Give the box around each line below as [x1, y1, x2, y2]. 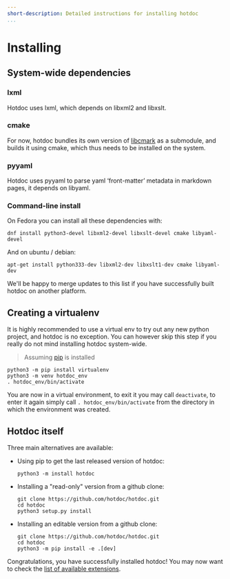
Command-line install [7, 201, 81, 211]
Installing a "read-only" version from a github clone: [17, 482, 165, 491]
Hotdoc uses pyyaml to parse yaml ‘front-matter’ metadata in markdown [7, 176, 212, 185]
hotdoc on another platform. [7, 287, 87, 295]
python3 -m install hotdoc [17, 470, 95, 478]
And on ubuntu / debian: [7, 248, 76, 256]
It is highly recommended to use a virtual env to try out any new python [7, 325, 210, 334]
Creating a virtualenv [7, 307, 100, 318]
